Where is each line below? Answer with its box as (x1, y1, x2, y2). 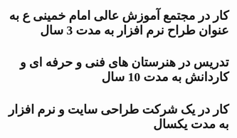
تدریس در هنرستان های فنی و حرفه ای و (19, 55, 229, 70)
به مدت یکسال (153, 117, 229, 132)
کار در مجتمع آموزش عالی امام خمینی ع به (9, 9, 229, 23)
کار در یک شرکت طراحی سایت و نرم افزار (8, 102, 229, 117)
